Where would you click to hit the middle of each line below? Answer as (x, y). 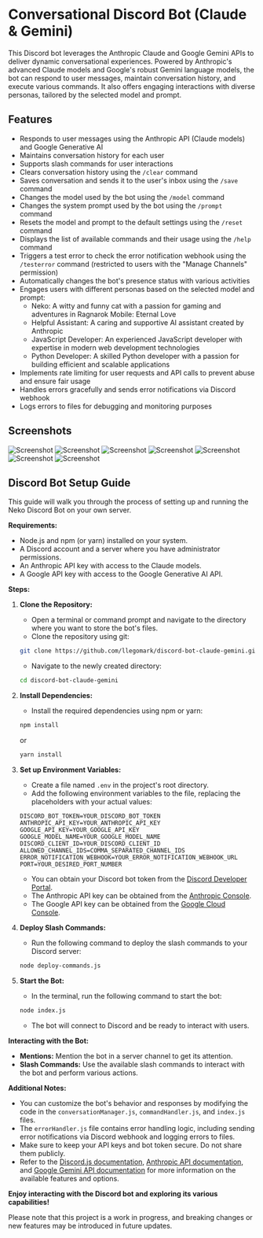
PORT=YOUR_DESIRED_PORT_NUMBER (71, 864)
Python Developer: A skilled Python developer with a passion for (135, 356)
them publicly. (42, 1153)
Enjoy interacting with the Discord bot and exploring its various (113, 1193)
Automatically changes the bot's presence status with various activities (135, 280)
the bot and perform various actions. (79, 1073)
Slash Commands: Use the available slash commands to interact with (132, 1064)
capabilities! (29, 1202)
